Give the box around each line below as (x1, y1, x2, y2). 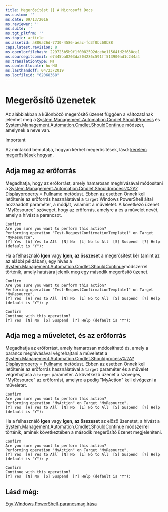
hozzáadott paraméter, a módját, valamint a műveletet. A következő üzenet (5, 201, 159, 207)
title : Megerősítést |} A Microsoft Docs (5, 7, 93, 13)
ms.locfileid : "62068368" (5, 73, 59, 78)
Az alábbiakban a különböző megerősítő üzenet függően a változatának (5, 111, 153, 117)
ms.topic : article (5, 36, 44, 41)
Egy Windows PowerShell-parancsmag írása (5, 501, 97, 507)
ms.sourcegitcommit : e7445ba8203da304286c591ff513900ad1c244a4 (5, 54, 140, 59)
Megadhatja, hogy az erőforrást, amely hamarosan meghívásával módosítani (5, 180, 163, 186)
